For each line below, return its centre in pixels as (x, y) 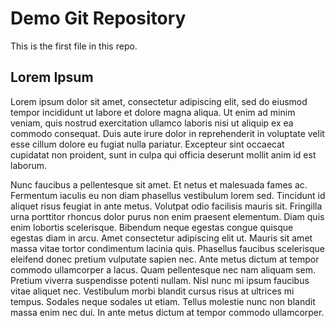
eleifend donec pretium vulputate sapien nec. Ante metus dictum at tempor (165, 259)
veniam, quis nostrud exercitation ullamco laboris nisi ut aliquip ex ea (152, 123)
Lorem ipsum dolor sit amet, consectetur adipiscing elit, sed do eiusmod (159, 101)
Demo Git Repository (98, 18)
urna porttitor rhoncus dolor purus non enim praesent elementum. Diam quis (167, 216)
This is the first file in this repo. (74, 46)
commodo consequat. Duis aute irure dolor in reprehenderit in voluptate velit (167, 133)
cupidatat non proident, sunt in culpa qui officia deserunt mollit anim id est (163, 154)
